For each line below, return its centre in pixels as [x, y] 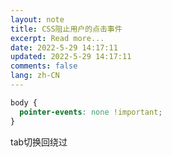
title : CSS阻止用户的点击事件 [66, 29]
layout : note [37, 19]
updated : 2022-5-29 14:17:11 [71, 57]
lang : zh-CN [35, 76]
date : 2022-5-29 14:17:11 [64, 47]
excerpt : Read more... [57, 38]
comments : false [44, 66]
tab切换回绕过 [39, 142]
